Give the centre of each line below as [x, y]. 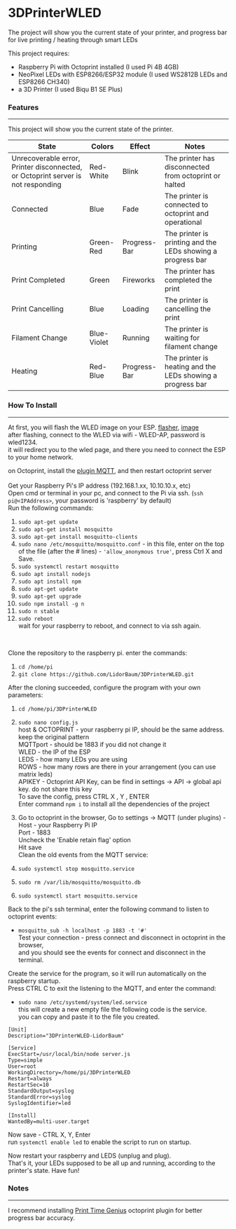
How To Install [33, 406]
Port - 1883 [34, 832]
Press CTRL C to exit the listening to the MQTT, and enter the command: [112, 988]
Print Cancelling [37, 309]
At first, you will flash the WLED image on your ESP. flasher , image [103, 427]
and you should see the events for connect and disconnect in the [112, 952]
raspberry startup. [34, 981]
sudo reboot [35, 619]
